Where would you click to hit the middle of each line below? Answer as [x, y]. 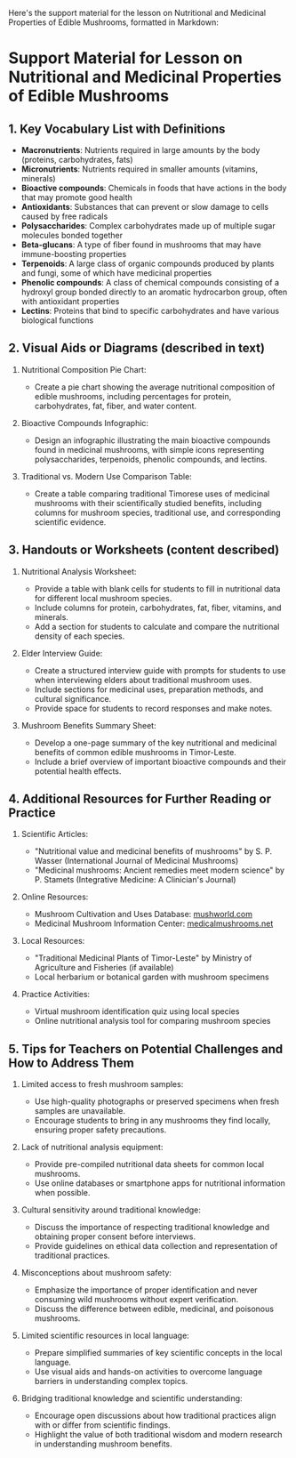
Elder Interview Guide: [62, 653]
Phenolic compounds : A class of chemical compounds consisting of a [150, 282]
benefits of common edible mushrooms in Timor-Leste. [135, 752]
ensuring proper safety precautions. [100, 1130]
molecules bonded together [72, 235]
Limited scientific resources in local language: [105, 1336]
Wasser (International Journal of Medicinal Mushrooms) [136, 861]
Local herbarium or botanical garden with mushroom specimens [152, 977]
